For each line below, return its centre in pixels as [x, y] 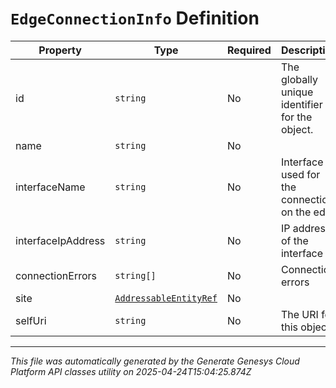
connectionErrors [56, 275]
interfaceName [50, 187]
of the [294, 240]
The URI [299, 314]
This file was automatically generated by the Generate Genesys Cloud [155, 361]
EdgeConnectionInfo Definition [135, 18]
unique [297, 92]
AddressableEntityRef [166, 298]
